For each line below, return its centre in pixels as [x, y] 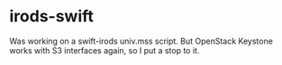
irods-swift [52, 16]
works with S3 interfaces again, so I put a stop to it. [105, 50]
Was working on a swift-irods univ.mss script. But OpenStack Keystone [141, 41]
